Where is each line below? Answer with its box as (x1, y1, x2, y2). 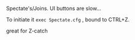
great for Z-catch (6, 27, 49, 34)
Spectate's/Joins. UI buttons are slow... (6, 5, 102, 12)
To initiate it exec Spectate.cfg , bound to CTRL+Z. (6, 16, 130, 23)
